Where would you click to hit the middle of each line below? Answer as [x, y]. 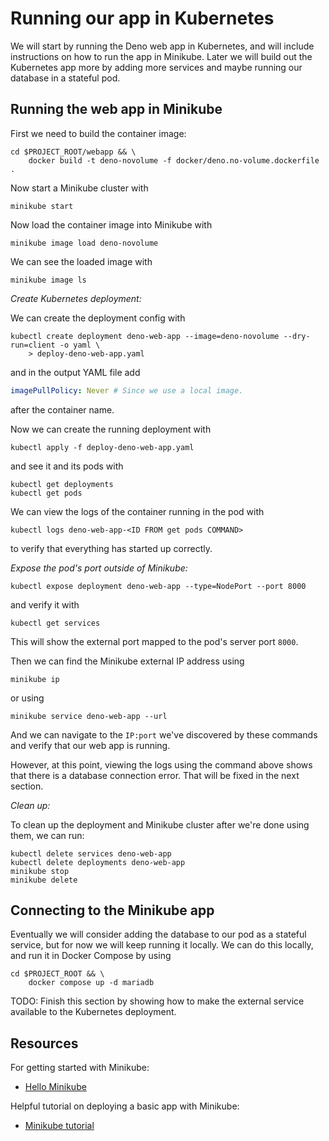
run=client [33, 345]
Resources [44, 1043]
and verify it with [45, 604]
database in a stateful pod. [65, 78]
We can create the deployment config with [98, 318]
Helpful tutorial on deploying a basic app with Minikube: [125, 1106]
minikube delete [44, 880]
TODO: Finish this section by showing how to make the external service [157, 1001]
